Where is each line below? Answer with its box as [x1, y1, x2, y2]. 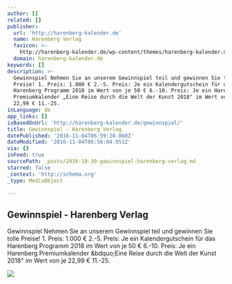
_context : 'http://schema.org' [7, 171, 97, 178]
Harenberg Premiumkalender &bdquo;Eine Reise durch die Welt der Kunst [7, 249, 217, 258]
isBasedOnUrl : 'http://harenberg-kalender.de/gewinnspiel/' [7, 119, 184, 126]
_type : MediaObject [7, 177, 64, 184]
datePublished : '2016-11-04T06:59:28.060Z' [7, 132, 135, 139]
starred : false [7, 164, 51, 171]
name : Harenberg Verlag [13, 36, 81, 43]
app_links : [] [7, 113, 48, 120]
